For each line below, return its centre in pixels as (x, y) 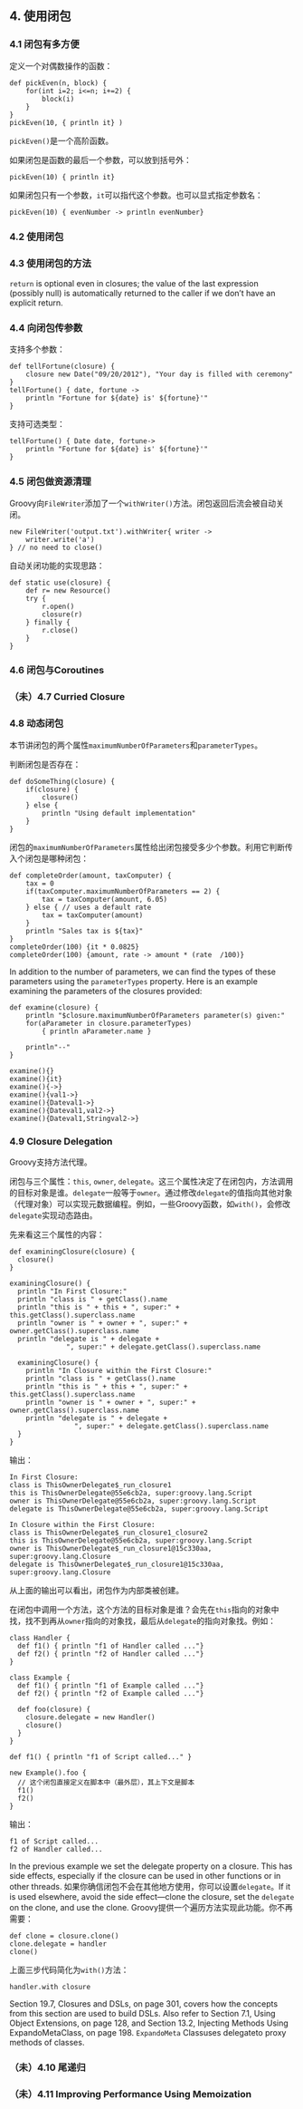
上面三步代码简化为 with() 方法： (69, 1969)
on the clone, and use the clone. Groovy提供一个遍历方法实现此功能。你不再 (151, 1907)
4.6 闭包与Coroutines (57, 671)
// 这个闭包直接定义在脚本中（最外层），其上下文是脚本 (106, 1782)
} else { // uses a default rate (89, 907)
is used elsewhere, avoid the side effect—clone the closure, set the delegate (152, 1896)
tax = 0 (40, 883)
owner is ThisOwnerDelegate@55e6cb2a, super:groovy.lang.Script (133, 1501)
